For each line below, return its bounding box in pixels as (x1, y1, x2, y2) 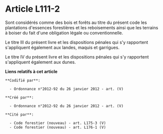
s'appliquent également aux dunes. (5, 59, 76, 65)
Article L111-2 (5, 3, 60, 15)
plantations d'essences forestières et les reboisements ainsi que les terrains (5, 24, 158, 30)
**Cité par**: (5, 112, 34, 117)
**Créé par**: (5, 95, 34, 100)
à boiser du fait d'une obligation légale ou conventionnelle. (5, 30, 123, 36)
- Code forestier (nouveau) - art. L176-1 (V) (9, 125, 106, 130)
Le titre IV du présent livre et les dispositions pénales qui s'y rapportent (5, 54, 149, 59)
